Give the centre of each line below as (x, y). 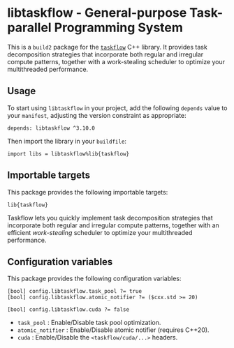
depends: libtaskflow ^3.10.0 (51, 128)
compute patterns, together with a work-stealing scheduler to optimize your (116, 61)
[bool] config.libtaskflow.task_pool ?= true (74, 292)
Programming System (119, 28)
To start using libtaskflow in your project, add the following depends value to (117, 108)
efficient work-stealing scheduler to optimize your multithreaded (100, 232)
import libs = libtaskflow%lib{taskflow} (68, 154)
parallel (29, 28)
